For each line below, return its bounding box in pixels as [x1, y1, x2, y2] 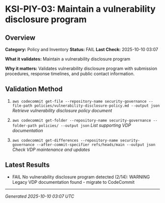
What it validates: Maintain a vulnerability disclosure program [5, 56, 131, 62]
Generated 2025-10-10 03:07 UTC [5, 193, 75, 199]
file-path [12, 103, 33, 108]
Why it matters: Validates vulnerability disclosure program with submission [5, 65, 158, 71]
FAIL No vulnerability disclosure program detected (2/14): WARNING [12, 174, 150, 180]
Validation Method [5, 85, 63, 93]
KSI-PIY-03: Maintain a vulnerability [5, 3, 156, 15]
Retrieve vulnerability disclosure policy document [12, 107, 112, 114]
